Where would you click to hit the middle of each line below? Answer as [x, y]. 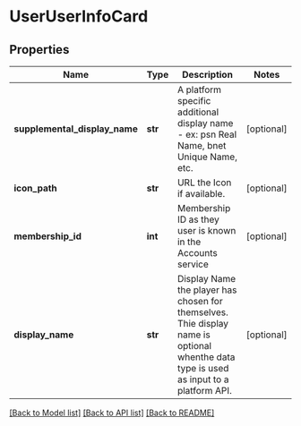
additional [198, 112]
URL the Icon [205, 183]
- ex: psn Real [207, 134]
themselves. [203, 312]
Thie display [203, 324]
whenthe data [206, 357]
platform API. [205, 391]
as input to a [203, 379]
